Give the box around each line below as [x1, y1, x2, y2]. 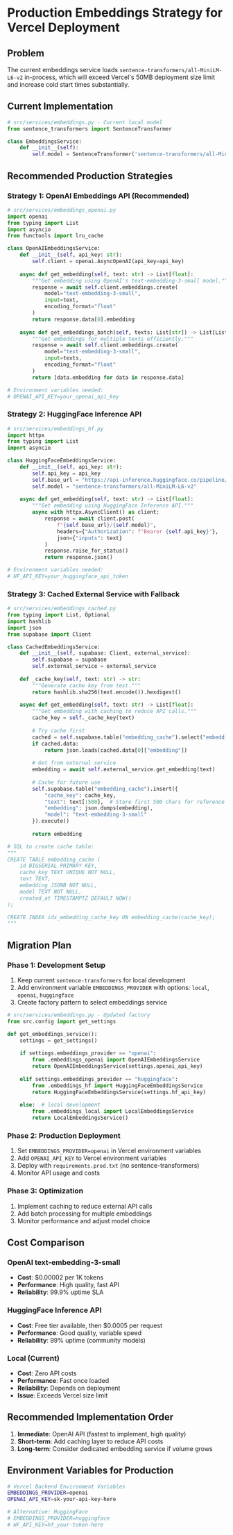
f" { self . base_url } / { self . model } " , [56, 521, 157, 528]
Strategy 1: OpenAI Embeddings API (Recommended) [7, 191, 189, 201]
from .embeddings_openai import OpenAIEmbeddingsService [32, 1057, 200, 1064]
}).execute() [32, 818, 70, 825]
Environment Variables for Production [7, 1465, 174, 1477]
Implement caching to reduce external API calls [17, 1202, 153, 1210]
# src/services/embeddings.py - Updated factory [7, 1012, 150, 1018]
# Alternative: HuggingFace [7, 1509, 89, 1516]
